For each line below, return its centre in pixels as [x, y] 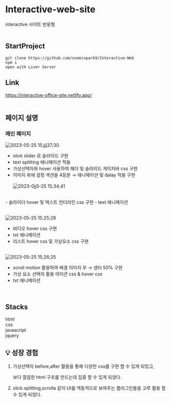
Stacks [17, 307]
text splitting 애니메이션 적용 [42, 162]
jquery [12, 336]
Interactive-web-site [51, 9]
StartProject [25, 46]
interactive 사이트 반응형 [30, 24]
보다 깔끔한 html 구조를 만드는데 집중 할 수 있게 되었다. [67, 377]
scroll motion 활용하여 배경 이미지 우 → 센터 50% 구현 [68, 268]
